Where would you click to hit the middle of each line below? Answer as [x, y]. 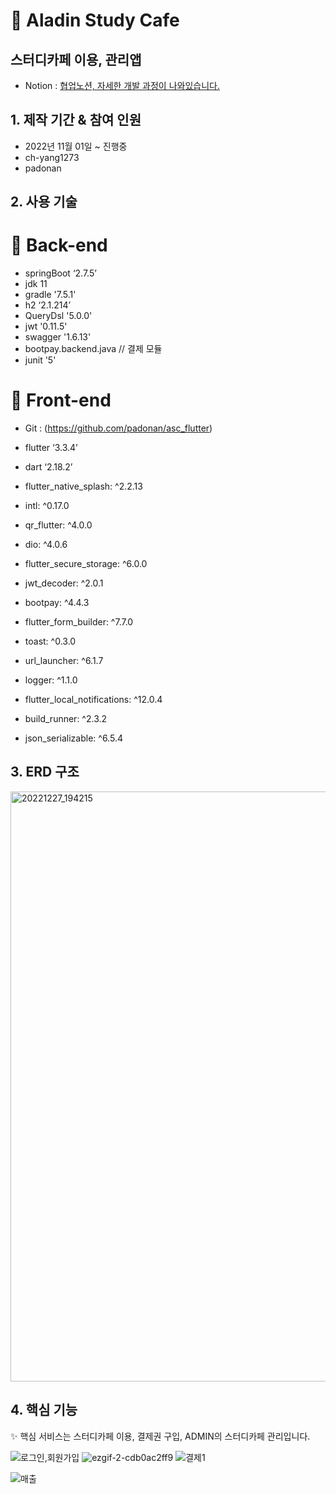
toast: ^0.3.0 [50, 641]
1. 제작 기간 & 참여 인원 [76, 120]
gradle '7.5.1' [50, 295]
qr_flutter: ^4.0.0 [58, 525]
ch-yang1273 [52, 157]
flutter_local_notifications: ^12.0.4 [93, 700]
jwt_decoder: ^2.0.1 [64, 583]
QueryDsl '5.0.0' [58, 316]
